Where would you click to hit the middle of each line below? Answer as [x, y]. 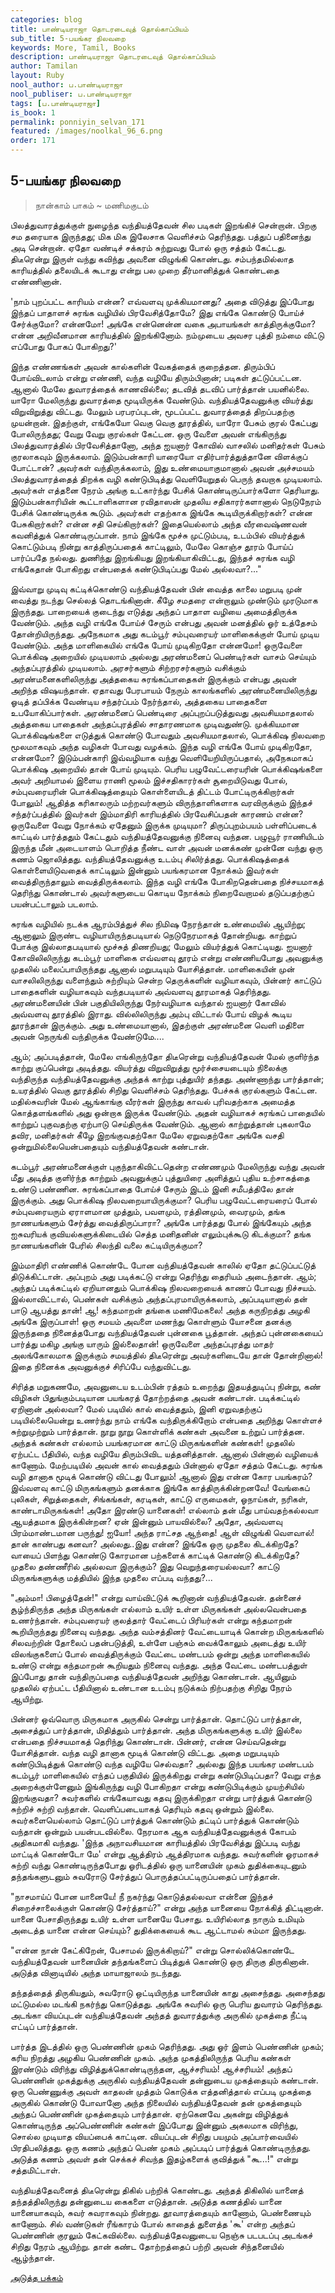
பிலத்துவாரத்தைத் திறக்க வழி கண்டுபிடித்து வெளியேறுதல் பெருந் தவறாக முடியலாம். [166, 478]
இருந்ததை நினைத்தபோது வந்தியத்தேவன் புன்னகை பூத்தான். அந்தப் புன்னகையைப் [166, 1332]
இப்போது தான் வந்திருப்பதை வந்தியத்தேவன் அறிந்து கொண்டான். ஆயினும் [153, 1676]
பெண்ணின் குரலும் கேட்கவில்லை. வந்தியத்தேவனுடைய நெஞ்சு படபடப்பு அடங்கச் [161, 2235]
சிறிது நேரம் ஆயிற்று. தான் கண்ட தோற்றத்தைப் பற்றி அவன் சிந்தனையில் [147, 2246]
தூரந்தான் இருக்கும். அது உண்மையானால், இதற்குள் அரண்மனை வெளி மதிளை [157, 1025]
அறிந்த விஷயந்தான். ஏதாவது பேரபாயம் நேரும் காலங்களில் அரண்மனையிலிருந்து [163, 690]
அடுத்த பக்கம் [36, 2277]
